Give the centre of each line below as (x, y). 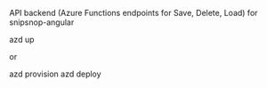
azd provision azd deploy (55, 74)
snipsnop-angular (42, 22)
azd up (22, 40)
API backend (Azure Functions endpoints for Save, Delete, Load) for (133, 13)
